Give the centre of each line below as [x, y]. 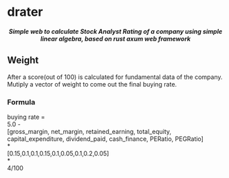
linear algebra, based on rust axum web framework [116, 38]
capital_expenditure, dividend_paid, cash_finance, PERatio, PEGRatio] [106, 139]
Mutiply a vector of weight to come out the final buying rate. [92, 84]
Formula [21, 102]
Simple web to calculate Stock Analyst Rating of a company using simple [116, 31]
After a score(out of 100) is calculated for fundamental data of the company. [115, 77]
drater [25, 12]
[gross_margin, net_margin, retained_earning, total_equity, [89, 131]
